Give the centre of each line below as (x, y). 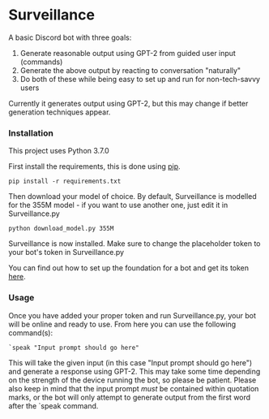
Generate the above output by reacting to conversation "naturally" (130, 70)
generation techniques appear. (60, 112)
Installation (31, 133)
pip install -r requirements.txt (65, 181)
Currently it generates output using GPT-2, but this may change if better (128, 103)
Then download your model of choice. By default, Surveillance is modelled (132, 197)
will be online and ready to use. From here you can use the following (122, 324)
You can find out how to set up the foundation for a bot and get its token (129, 268)
